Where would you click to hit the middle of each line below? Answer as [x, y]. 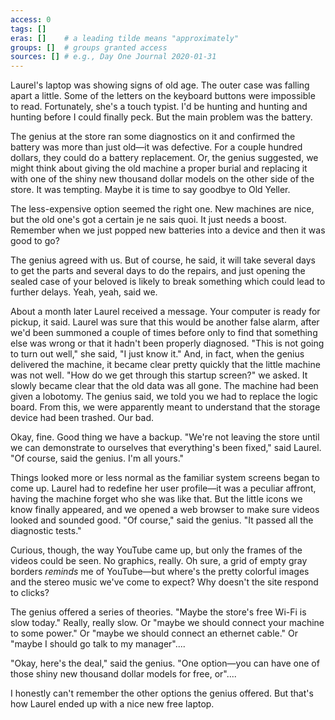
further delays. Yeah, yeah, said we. [84, 292]
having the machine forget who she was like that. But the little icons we [156, 499]
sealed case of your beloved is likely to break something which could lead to [168, 282]
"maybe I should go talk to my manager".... [98, 644]
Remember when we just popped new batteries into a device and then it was [168, 230]
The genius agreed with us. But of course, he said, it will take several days [163, 260]
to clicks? [30, 593]
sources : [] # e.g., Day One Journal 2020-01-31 [113, 57]
